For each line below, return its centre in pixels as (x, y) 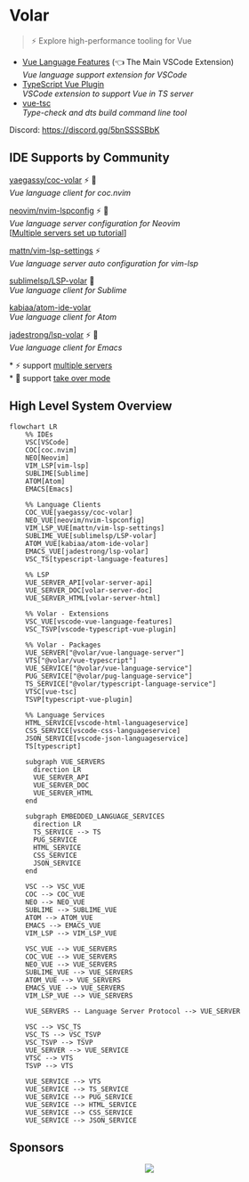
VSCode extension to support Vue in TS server (108, 94)
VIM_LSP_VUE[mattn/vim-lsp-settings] (95, 528)
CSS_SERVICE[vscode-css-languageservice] (103, 730)
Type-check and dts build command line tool (104, 112)
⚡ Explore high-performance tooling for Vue (112, 40)
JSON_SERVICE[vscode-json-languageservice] (107, 738)
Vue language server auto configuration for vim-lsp (104, 263)
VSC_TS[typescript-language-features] (97, 559)
